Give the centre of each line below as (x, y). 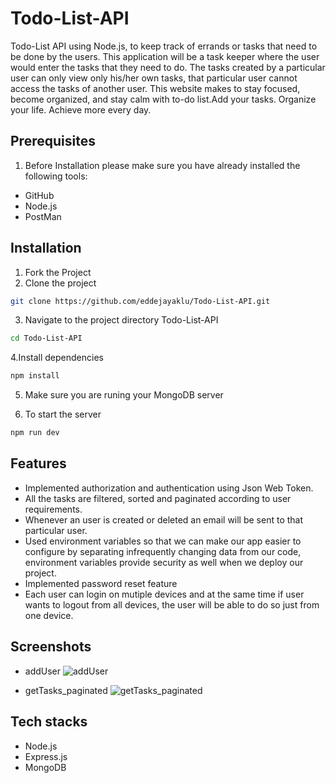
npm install (35, 376)
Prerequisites (53, 141)
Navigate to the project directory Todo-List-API (121, 320)
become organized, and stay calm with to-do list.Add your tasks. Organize (163, 99)
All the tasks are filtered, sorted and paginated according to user (158, 498)
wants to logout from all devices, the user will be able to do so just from (172, 604)
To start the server (63, 414)
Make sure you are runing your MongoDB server (124, 395)
